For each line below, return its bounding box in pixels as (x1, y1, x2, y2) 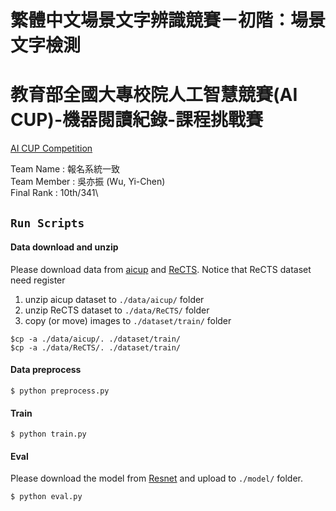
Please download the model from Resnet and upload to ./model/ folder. (10, 472, 304, 485)
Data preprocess (10, 364, 82, 376)
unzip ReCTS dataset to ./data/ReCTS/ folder (24, 304, 210, 316)
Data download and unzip (10, 241, 119, 253)
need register (10, 274, 66, 286)
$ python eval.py (10, 492, 83, 502)
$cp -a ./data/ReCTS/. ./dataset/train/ (10, 342, 182, 353)
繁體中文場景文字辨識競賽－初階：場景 (10, 9, 327, 32)
